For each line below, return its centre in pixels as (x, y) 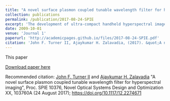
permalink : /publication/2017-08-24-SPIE (50, 19)
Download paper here (28, 67)
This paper (16, 57)
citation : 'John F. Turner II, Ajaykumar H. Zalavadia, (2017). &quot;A (83, 43)
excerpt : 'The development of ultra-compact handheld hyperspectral (79, 24)
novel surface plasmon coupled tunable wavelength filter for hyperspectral (83, 82)
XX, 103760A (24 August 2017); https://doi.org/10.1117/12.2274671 (73, 93)
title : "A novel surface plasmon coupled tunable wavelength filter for (83, 10)
